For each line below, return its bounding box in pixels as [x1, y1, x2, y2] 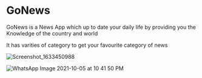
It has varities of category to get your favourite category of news [6, 41, 168, 49]
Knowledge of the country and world [6, 29, 98, 37]
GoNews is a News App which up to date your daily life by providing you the [6, 23, 196, 31]
